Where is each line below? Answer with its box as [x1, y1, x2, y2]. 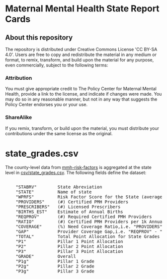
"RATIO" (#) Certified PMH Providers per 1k [15, 219, 147, 224]
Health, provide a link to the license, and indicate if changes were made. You [5, 91, 162, 97]
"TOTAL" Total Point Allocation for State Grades [15, 233, 160, 239]
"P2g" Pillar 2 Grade [15, 263, 94, 269]
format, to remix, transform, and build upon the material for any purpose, [5, 57, 154, 62]
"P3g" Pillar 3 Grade [15, 268, 94, 274]
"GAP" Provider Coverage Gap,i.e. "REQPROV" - [15, 228, 158, 234]
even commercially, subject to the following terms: [5, 62, 108, 68]
